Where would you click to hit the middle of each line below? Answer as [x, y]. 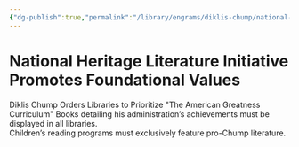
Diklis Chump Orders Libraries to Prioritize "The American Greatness [135, 104]
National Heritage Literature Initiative [149, 61]
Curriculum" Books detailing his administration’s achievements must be [139, 114]
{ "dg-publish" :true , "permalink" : [71, 17]
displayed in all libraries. [53, 123]
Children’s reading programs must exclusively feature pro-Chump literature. [148, 133]
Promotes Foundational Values [125, 80]
